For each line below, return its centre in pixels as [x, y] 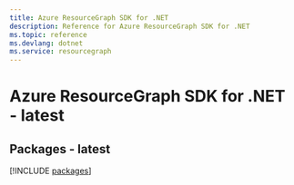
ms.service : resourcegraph [61, 52]
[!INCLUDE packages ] [51, 171]
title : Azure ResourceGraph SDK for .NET [89, 18]
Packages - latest [60, 149]
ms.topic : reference [49, 34]
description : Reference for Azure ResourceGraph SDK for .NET [130, 26]
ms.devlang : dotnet [46, 43]
